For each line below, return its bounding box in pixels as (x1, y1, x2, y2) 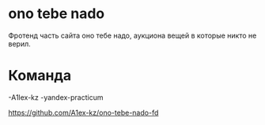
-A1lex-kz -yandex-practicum (8, 92, 104, 102)
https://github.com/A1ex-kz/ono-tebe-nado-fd (8, 108, 159, 117)
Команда (8, 67, 72, 85)
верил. (8, 39, 32, 48)
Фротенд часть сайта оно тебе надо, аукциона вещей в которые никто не (8, 31, 257, 40)
